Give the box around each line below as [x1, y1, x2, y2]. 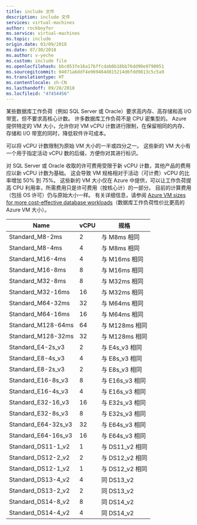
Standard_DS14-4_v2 [9, 509, 70, 517]
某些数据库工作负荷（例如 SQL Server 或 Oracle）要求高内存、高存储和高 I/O [6, 107, 192, 115]
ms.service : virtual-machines [6, 31, 81, 36]
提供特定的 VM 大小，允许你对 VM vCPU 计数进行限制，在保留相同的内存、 [6, 122, 188, 129]
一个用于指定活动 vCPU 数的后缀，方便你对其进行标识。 [6, 149, 142, 157]
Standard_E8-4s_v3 [9, 354, 65, 362]
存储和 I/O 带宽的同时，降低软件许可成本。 [6, 129, 109, 137]
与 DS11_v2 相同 [101, 443, 148, 451]
